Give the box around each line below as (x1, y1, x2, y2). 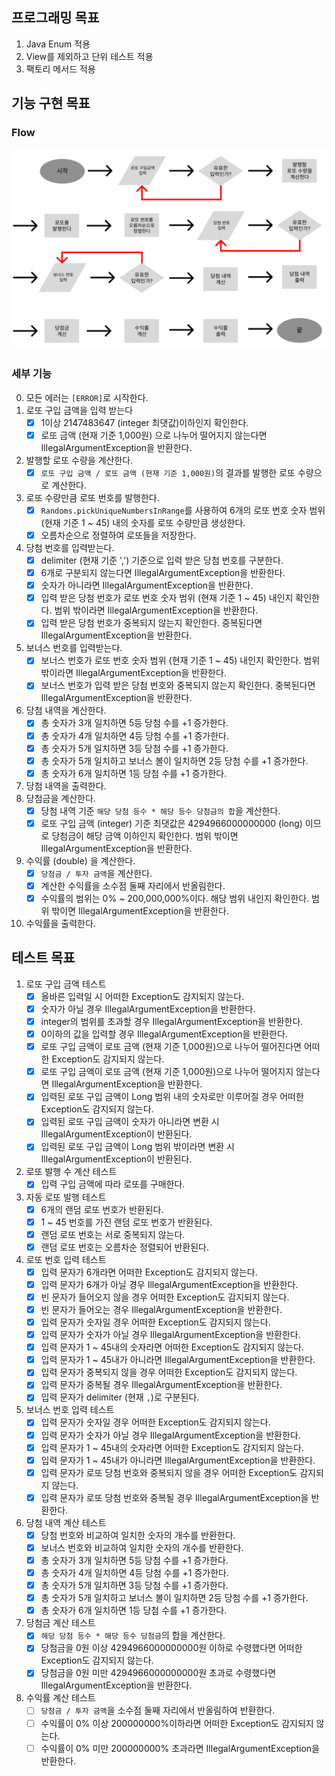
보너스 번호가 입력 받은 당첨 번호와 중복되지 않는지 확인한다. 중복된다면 (40, 679, 316, 692)
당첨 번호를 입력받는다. (25, 542, 115, 554)
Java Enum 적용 (25, 38, 91, 50)
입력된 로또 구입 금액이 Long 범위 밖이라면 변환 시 (40, 1141, 235, 1153)
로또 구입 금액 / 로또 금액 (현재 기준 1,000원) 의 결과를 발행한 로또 (40, 466, 296, 478)
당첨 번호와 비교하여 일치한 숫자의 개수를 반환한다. (40, 1529, 236, 1541)
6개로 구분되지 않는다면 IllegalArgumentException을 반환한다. (40, 567, 286, 579)
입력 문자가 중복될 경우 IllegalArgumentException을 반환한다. (40, 1379, 283, 1391)
